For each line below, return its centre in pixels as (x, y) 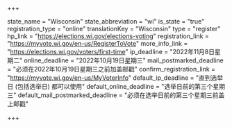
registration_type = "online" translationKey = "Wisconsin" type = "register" (114, 29)
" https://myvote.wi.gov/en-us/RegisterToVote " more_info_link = (98, 43)
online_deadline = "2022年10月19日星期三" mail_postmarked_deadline (124, 60)
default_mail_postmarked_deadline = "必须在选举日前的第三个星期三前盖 (121, 95)
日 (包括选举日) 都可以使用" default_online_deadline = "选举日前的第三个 (110, 86)
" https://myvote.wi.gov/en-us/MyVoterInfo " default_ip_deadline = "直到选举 (115, 78)
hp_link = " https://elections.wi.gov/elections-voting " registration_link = (108, 36)
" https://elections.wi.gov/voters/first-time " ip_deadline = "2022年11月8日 (111, 52)
